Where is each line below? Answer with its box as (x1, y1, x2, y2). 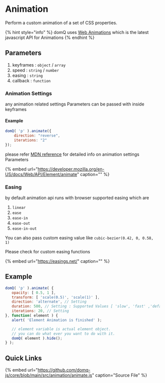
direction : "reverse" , (14, 133, 60, 139)
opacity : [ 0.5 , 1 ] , (11, 290, 56, 295)
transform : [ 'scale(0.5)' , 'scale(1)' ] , (11, 295, 100, 300)
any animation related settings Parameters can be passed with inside (5, 101, 145, 107)
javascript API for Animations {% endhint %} (5, 35, 95, 40)
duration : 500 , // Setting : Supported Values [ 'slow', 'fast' (11, 304, 146, 309)
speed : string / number (12, 67, 59, 73)
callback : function (12, 77, 51, 83)
